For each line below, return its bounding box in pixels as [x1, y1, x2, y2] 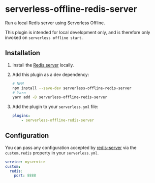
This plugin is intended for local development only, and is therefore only [5, 29, 151, 35]
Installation [5, 49, 40, 57]
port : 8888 [14, 173, 36, 178]
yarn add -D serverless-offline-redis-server [12, 95, 107, 100]
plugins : [12, 113, 31, 118]
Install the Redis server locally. [12, 62, 74, 68]
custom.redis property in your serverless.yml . [5, 149, 99, 156]
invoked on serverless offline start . [5, 35, 83, 40]
